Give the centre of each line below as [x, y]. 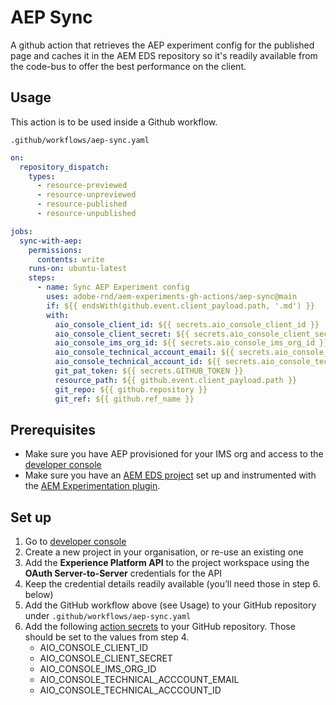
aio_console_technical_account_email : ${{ [144, 352]
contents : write [70, 259]
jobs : [21, 231]
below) [39, 595]
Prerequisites [53, 429]
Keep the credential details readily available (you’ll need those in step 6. [172, 584]
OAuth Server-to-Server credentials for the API [123, 573]
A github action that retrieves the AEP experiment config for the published [162, 45]
